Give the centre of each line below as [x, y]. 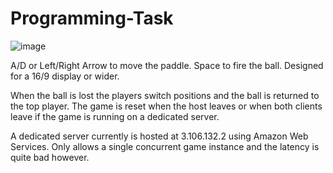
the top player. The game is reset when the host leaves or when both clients [166, 106]
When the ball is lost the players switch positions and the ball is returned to [165, 95]
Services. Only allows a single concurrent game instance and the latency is [165, 146]
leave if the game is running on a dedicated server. [115, 116]
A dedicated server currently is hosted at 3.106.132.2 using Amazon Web [159, 136]
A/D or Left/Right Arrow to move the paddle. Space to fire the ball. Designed [167, 65]
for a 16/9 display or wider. [65, 76]
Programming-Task [92, 18]
